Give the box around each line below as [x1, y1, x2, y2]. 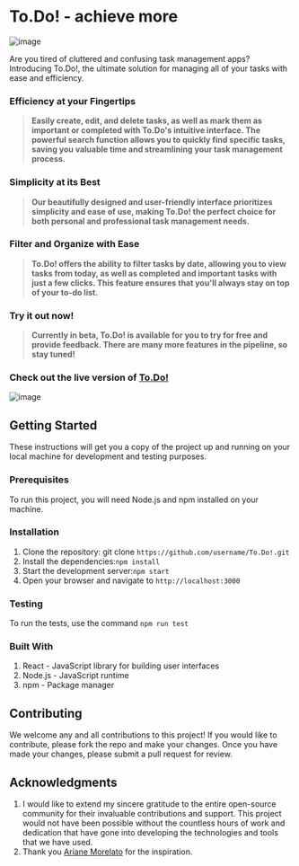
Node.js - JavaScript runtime [22, 670, 129, 681]
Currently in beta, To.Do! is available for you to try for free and [31, 330, 268, 340]
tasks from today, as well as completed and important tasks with [31, 268, 277, 278]
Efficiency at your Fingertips [9, 94, 136, 107]
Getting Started [9, 418, 98, 433]
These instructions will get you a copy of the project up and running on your [9, 442, 290, 453]
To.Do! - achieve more [9, 6, 178, 27]
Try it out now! [9, 309, 75, 322]
